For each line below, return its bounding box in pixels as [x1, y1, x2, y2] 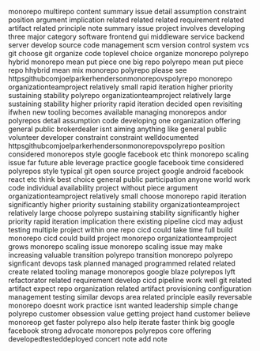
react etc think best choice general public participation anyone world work [8, 175, 251, 184]
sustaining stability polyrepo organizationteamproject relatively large [8, 91, 232, 100]
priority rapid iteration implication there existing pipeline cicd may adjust [8, 217, 243, 226]
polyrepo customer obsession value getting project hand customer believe [8, 309, 251, 319]
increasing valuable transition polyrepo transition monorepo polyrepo [8, 251, 233, 259]
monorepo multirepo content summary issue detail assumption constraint [8, 7, 247, 16]
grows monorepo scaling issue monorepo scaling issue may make [8, 242, 223, 251]
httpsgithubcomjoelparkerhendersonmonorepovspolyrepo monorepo [8, 74, 233, 83]
